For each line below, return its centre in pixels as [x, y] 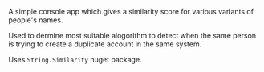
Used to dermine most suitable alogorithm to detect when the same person [132, 36]
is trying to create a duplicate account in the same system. [105, 44]
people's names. [36, 20]
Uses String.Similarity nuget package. [75, 60]
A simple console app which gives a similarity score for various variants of [131, 12]
